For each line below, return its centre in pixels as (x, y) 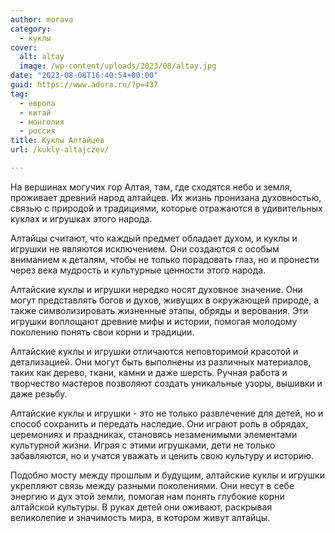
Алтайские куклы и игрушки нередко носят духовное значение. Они (156, 289)
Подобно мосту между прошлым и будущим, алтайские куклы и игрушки (167, 475)
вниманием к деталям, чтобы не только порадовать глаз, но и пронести (165, 259)
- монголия (42, 122)
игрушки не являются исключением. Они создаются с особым (145, 248)
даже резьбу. (39, 393)
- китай (35, 112)
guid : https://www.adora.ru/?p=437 (84, 85)
